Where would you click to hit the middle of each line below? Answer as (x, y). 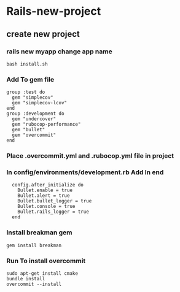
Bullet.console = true (46, 207)
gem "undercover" (34, 119)
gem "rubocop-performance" (46, 125)
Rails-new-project (54, 11)
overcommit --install (34, 284)
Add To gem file (30, 79)
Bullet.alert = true (44, 196)
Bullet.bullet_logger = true (55, 201)
